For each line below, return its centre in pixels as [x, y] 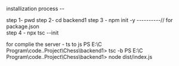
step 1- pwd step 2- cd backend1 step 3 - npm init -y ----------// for [89, 20]
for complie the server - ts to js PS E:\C [54, 44]
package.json [23, 26]
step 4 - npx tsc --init [33, 33]
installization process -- [35, 9]
